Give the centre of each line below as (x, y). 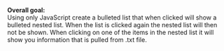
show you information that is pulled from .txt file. (77, 40)
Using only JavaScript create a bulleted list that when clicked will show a (112, 17)
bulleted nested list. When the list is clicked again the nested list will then (112, 25)
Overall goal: (26, 10)
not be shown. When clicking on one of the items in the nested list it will (111, 32)
